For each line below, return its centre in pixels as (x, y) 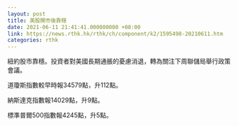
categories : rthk (33, 40)
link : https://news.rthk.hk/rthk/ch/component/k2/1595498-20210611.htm (115, 34)
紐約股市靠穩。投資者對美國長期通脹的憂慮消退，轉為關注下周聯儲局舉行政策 (119, 62)
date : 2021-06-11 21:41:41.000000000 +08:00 (74, 27)
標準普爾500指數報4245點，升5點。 (60, 115)
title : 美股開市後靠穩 (37, 21)
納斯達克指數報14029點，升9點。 (56, 101)
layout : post (27, 14)
